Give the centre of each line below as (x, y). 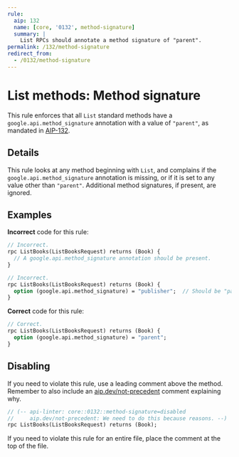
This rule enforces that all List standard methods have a (90, 115)
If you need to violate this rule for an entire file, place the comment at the (114, 438)
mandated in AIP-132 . (39, 130)
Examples (30, 215)
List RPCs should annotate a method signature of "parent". (111, 41)
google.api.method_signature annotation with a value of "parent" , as (108, 122)
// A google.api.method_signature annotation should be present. (113, 258)
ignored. (20, 192)
